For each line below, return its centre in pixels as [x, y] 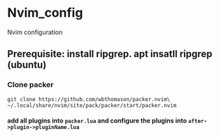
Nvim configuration [35, 32]
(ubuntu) [27, 65]
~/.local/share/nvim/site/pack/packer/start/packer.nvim [92, 105]
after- [198, 121]
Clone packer [30, 85]
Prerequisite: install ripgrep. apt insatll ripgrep [110, 54]
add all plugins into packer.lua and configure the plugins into [97, 121]
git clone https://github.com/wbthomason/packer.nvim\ [89, 99]
